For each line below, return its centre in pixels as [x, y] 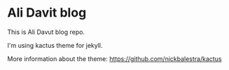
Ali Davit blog [47, 13]
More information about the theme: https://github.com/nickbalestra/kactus [114, 59]
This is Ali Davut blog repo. [46, 32]
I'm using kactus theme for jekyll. [55, 45]
